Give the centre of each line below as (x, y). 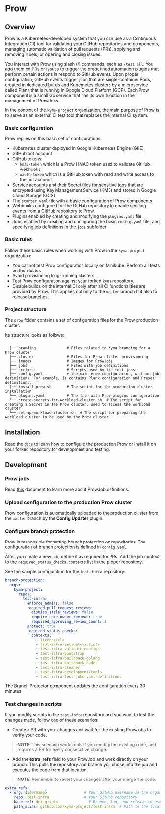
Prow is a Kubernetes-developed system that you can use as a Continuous (81, 38)
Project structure (26, 309)
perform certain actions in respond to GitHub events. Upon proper (72, 74)
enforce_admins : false (50, 603)
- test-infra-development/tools (69, 672)
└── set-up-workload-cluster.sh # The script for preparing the (78, 413)
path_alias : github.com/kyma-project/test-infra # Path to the (81, 807)
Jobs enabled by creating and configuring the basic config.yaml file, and (86, 222)
